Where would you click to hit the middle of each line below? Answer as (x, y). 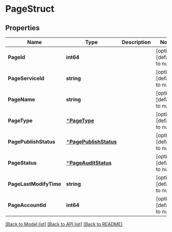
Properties (23, 28)
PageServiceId (26, 78)
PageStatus (22, 163)
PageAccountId (27, 205)
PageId (17, 57)
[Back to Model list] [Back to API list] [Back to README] (64, 224)
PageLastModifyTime (35, 184)
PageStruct (30, 9)
